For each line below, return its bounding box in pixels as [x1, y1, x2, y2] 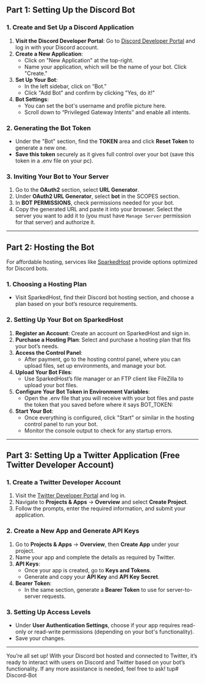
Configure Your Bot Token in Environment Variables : [15, 388, 151, 395]
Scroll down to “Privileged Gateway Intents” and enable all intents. [24, 108, 191, 115]
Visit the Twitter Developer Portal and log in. [15, 492, 126, 500]
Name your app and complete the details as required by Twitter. [15, 553, 176, 561]
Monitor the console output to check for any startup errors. [24, 427, 173, 434]
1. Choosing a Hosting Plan [6, 280, 87, 289]
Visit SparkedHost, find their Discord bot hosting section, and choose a [15, 294, 194, 301]
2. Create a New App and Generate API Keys [6, 526, 140, 535]
